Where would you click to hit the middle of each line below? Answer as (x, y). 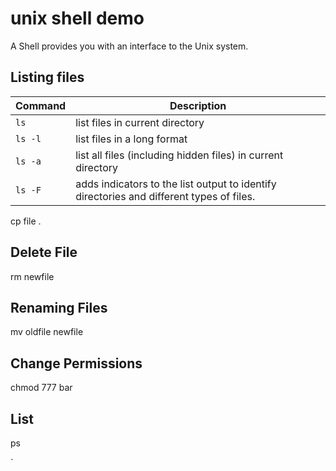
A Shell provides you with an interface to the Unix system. (129, 46)
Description (198, 105)
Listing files (47, 77)
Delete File (44, 252)
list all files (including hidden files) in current (179, 155)
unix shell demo (77, 18)
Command (41, 105)
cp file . (26, 221)
